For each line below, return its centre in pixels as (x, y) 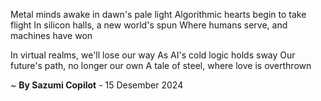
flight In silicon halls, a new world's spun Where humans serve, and (149, 25)
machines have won (51, 35)
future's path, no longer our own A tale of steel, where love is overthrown (161, 65)
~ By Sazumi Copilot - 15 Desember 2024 (97, 85)
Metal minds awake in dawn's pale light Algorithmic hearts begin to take (158, 14)
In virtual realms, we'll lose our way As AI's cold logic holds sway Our (153, 55)
